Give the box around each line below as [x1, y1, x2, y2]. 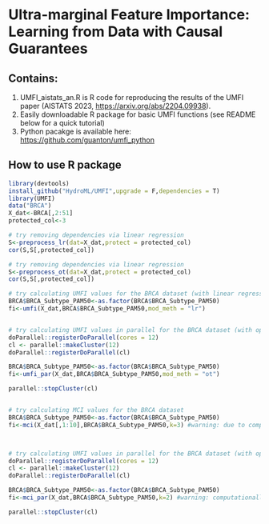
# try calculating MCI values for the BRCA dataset [8, 406, 184, 414]
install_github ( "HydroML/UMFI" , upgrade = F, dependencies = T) [8, 186, 220, 195]
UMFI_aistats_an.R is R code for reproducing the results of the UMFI [19, 93, 244, 102]
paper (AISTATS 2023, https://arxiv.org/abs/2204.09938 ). [19, 102, 211, 110]
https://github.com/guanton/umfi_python [19, 135, 155, 145]
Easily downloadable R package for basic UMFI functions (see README [19, 110, 256, 119]
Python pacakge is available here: [19, 126, 132, 136]
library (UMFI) [8, 194, 56, 202]
